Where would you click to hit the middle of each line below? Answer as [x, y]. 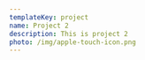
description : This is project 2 [69, 34]
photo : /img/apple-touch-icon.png [73, 42]
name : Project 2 [39, 26]
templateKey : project [49, 17]
